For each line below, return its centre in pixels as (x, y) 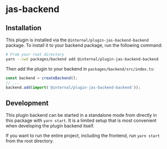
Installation (24, 28)
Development (27, 103)
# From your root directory (35, 54)
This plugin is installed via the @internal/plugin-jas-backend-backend (77, 40)
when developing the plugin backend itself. (50, 126)
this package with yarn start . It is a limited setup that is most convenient (81, 121)
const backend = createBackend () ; (42, 78)
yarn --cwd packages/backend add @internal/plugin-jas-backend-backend (82, 59)
